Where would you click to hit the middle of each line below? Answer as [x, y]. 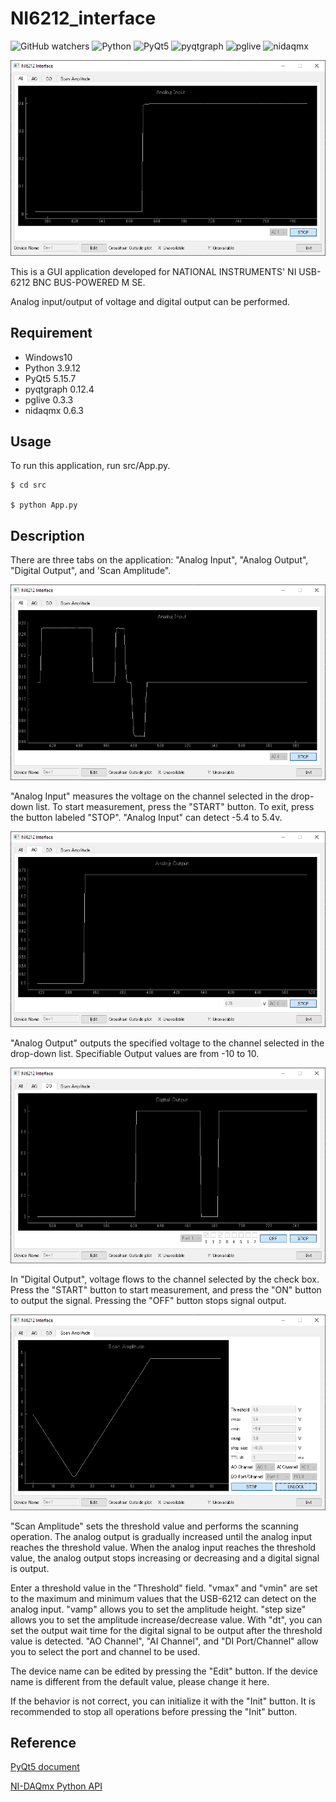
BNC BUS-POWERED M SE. [89, 282]
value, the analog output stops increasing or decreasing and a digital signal [165, 1558]
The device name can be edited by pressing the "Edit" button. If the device [164, 1671]
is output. [30, 1568]
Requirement [51, 333]
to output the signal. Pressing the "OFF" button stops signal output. [148, 1300]
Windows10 [48, 357]
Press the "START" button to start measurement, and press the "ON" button [166, 1289]
